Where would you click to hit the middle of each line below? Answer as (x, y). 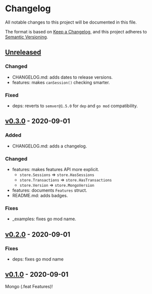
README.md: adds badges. (40, 195)
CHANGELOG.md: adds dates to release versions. (62, 77)
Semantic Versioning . (26, 37)
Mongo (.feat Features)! (29, 286)
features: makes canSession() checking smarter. (61, 82)
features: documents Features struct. (50, 190)
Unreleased (23, 52)
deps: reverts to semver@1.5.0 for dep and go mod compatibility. (75, 106)
